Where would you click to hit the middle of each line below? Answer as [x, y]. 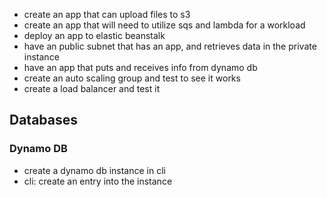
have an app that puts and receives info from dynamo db [140, 67]
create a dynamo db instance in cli [94, 170]
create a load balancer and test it [92, 88]
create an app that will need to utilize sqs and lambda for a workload [164, 25]
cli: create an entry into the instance [98, 181]
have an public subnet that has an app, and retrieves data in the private [170, 46]
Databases [44, 120]
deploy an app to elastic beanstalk [94, 35]
